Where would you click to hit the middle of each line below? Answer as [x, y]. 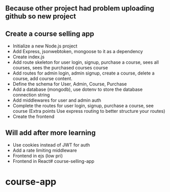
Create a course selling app [50, 33]
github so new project [41, 17]
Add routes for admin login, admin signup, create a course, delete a [83, 73]
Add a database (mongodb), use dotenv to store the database [78, 89]
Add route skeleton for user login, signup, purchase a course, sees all [86, 62]
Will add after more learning [51, 133]
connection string [31, 95]
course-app [31, 182]
